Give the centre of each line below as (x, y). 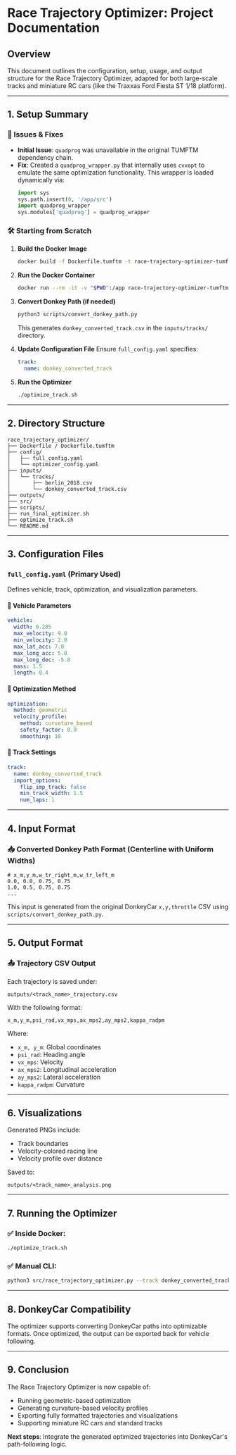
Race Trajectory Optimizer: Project (110, 13)
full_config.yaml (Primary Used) (64, 574)
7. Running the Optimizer (62, 1213)
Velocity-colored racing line (58, 1151)
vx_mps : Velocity (40, 1062)
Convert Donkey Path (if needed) (66, 301)
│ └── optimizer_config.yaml (53, 464)
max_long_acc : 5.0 (41, 653)
